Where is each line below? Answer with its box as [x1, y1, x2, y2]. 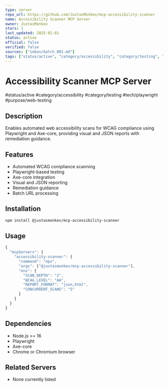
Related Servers [5, 363, 56, 371]
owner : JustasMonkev [5, 21, 48, 27]
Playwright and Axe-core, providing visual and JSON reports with [5, 131, 140, 137]
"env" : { [18, 268, 37, 273]
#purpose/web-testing [5, 97, 51, 103]
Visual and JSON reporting [12, 179, 67, 185]
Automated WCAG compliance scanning [12, 163, 95, 169]
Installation [5, 205, 41, 213]
